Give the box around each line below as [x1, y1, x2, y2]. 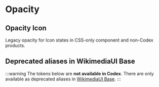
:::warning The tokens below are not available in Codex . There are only [5, 70, 154, 76]
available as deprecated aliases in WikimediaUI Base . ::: [5, 76, 122, 82]
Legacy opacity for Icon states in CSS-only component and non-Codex [5, 37, 153, 43]
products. [5, 42, 25, 49]
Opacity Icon [5, 24, 47, 32]
